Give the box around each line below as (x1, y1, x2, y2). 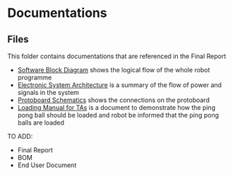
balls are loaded (17, 118, 65, 127)
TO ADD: (7, 132, 33, 140)
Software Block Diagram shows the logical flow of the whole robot (17, 66, 210, 74)
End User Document (17, 161, 77, 169)
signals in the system (17, 89, 80, 96)
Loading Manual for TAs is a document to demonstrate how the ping (17, 103, 215, 111)
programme (17, 73, 52, 81)
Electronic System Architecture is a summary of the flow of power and (17, 81, 222, 89)
